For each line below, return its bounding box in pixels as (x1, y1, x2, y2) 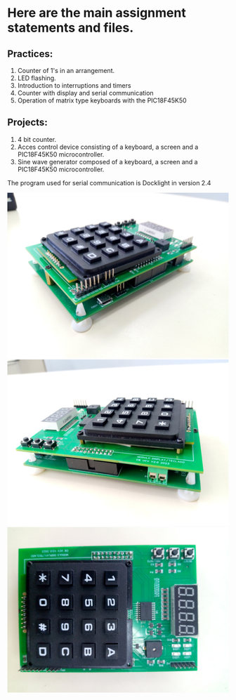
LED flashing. (17, 74, 56, 82)
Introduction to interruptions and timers (17, 81, 131, 89)
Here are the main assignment (7, 5, 186, 21)
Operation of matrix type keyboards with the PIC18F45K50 (17, 96, 188, 105)
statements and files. (7, 20, 134, 36)
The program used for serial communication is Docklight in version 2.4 (7, 178, 211, 187)
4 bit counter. (17, 135, 57, 143)
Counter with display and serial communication (17, 89, 154, 97)
